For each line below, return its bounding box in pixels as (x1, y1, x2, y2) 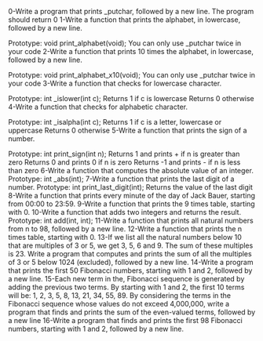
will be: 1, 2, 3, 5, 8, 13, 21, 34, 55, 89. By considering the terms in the (8, 291, 232, 300)
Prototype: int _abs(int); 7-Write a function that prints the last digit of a (8, 174, 235, 183)
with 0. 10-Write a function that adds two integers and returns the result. (8, 208, 242, 216)
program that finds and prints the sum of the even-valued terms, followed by (8, 307, 256, 317)
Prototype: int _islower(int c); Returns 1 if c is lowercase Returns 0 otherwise (8, 94, 255, 103)
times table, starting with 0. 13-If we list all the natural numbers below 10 (8, 233, 242, 241)
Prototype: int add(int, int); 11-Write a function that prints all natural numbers (8, 216, 254, 225)
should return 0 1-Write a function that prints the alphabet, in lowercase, (8, 15, 241, 24)
